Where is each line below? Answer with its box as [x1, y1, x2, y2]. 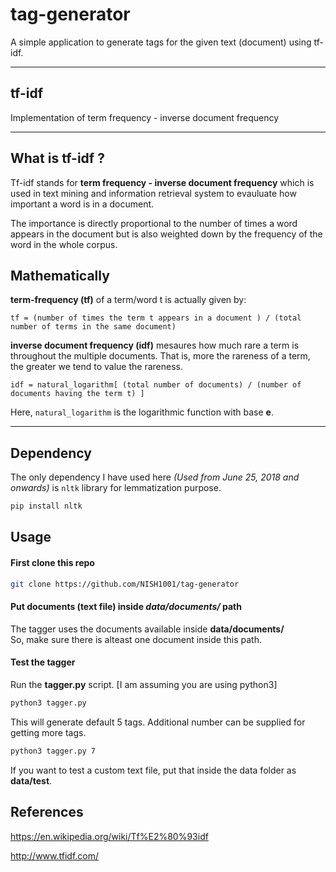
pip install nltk [10, 501, 83, 512]
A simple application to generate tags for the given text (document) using [10, 36, 312, 48]
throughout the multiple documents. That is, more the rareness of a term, [10, 350, 311, 362]
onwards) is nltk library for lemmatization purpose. [10, 482, 222, 494]
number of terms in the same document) [10, 322, 177, 332]
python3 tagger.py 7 [10, 746, 97, 756]
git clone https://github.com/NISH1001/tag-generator [10, 579, 240, 589]
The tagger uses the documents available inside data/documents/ [10, 623, 285, 635]
